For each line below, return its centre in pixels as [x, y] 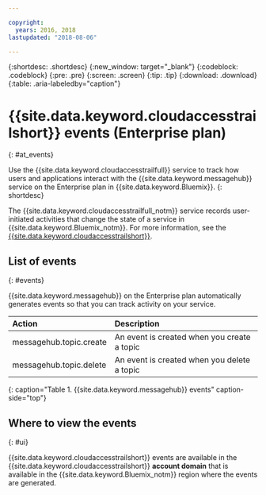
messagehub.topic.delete [59, 365]
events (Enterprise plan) [145, 133]
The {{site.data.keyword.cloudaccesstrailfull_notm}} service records [120, 211]
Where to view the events [72, 423]
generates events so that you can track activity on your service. [112, 304]
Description [137, 324]
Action [25, 324]
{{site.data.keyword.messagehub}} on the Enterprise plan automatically [125, 296]
